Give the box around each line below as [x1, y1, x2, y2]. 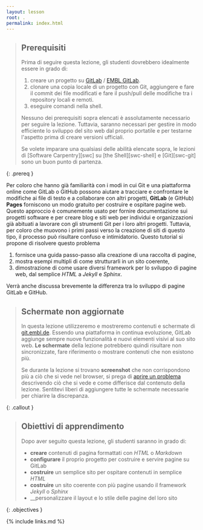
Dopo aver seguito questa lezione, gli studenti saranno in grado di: [21, 437, 187, 445]
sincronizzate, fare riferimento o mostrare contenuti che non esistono [21, 348, 194, 355]
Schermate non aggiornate [21, 306, 124, 317]
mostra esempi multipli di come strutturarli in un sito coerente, [14, 258, 170, 265]
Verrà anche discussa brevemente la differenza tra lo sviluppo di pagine [6, 282, 185, 290]
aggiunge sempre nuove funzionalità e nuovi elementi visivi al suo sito [21, 336, 196, 342]
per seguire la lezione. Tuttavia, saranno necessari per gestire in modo [21, 121, 197, 128]
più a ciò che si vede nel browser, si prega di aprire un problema [21, 373, 181, 380]
